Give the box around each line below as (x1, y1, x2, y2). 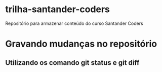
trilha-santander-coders (5, 4, 110, 15)
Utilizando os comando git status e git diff (5, 58, 140, 67)
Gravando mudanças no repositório (5, 38, 157, 50)
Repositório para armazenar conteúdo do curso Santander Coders (5, 20, 143, 26)
